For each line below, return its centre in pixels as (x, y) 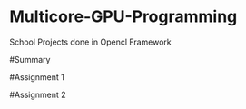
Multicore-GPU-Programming (123, 17)
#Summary (30, 59)
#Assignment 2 (38, 94)
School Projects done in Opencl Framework (90, 42)
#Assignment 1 (37, 77)
